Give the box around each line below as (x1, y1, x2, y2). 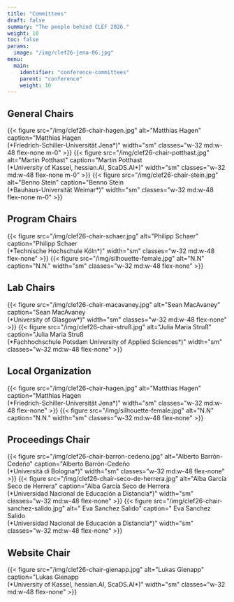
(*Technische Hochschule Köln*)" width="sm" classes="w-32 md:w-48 (7, 246, 215, 255)
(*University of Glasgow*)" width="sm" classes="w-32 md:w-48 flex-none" (7, 315, 227, 324)
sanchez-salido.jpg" (7, 504, 66, 513)
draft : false (7, 17, 45, 24)
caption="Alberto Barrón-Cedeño (34, 459, 131, 468)
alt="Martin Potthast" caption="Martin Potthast (7, 156, 142, 164)
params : (7, 43, 30, 50)
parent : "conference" (20, 75, 82, 83)
